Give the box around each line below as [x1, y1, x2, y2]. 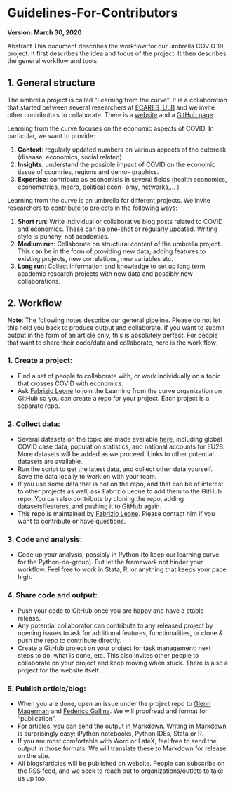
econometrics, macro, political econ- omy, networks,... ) [17, 183, 180, 191]
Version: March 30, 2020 [7, 28, 82, 37]
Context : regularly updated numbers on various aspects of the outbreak [17, 145, 227, 154]
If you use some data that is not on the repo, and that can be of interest [17, 479, 224, 489]
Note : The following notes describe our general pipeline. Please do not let [7, 316, 221, 324]
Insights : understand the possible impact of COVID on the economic [17, 160, 216, 168]
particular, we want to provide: [7, 131, 95, 140]
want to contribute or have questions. [17, 517, 126, 526]
